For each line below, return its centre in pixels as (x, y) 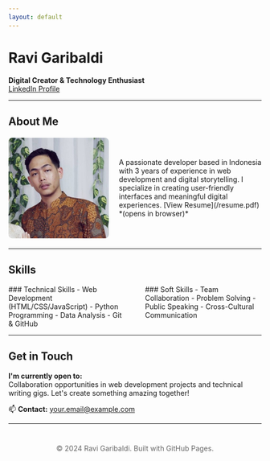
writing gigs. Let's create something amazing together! (99, 393)
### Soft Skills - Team (182, 289)
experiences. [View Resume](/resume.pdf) (189, 205)
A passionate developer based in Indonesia (190, 163)
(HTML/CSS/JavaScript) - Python (63, 307)
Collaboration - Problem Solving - (200, 298)
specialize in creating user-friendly (177, 188)
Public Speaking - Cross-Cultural (200, 307)
